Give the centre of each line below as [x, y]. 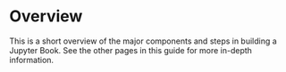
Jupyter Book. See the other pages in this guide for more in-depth [131, 50]
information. [32, 60]
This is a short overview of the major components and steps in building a [143, 41]
